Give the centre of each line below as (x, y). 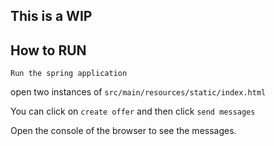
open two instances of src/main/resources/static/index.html (138, 92)
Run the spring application (69, 74)
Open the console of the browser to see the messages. (123, 131)
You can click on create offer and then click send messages (133, 111)
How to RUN (48, 50)
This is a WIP (51, 16)
